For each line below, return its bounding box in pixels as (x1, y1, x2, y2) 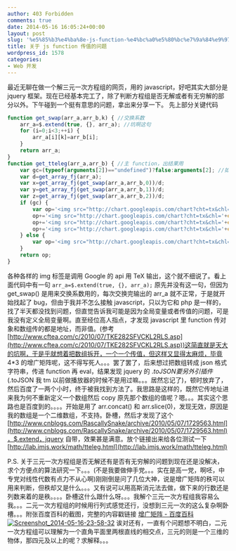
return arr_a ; (20, 147, 61, 154)
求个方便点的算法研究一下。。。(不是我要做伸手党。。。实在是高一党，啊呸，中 (7, 465, 225, 474)
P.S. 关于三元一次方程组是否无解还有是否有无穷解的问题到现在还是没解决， (7, 457, 223, 465)
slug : (7, 37, 23, 44)
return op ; (20, 252, 52, 259)
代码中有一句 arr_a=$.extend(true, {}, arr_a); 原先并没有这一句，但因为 (13, 280, 228, 289)
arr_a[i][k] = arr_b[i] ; (32, 134, 99, 141)
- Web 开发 (7, 63, 37, 70)
